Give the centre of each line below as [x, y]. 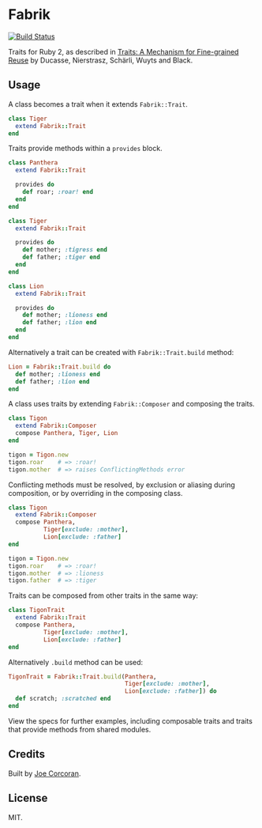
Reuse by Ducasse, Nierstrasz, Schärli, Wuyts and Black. [101, 60]
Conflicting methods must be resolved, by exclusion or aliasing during [122, 485]
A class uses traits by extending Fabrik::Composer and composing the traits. [131, 404]
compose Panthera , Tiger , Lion [67, 433]
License [28, 798]
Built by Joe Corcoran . [45, 773]
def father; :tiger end [62, 257]
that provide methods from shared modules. [80, 729]
